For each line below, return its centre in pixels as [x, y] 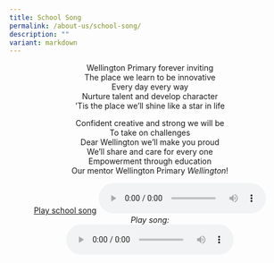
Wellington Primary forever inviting [150, 68]
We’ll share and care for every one [150, 152]
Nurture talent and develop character [150, 97]
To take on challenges [150, 133]
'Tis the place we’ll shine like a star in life [150, 106]
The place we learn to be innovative [150, 78]
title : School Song [46, 17]
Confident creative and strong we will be [150, 123]
